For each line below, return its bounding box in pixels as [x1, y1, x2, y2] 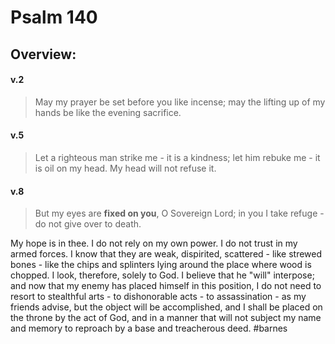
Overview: [10, 46, 77, 63]
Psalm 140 [10, 6, 98, 29]
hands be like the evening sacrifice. [34, 106, 182, 118]
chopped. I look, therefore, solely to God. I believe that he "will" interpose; [10, 269, 315, 281]
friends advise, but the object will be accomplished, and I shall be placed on [10, 301, 323, 313]
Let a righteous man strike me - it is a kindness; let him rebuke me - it [34, 151, 321, 163]
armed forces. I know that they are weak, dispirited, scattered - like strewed [10, 248, 323, 260]
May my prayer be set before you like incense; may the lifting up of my [34, 96, 326, 108]
